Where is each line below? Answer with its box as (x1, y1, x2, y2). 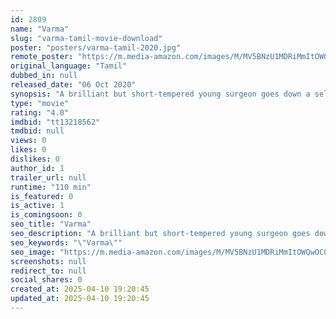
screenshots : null (10, 256, 87, 266)
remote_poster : (10, 52, 74, 62)
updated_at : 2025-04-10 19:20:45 (10, 294, 150, 304)
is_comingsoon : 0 (10, 210, 83, 220)
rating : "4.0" (10, 107, 70, 118)
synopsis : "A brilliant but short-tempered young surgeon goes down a (10, 89, 311, 99)
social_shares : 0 (10, 275, 83, 285)
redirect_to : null (10, 266, 87, 276)
